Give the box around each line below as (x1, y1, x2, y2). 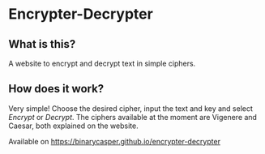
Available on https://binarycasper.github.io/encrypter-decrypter (8, 136, 221, 146)
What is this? (8, 37, 76, 51)
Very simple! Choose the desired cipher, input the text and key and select (8, 103, 254, 113)
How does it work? (8, 82, 105, 96)
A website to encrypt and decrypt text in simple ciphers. (8, 58, 196, 68)
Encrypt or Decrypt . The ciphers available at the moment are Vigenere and (8, 112, 258, 122)
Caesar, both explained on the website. (8, 121, 139, 130)
